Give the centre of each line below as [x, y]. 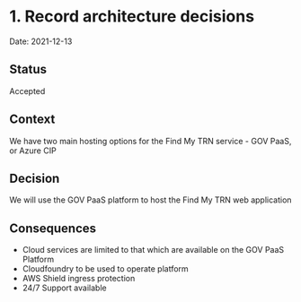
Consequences [53, 228]
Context [32, 120]
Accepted [27, 91]
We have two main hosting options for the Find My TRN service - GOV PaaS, [150, 141]
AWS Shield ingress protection [79, 279]
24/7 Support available [64, 288]
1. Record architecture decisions [132, 17]
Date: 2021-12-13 [41, 41]
